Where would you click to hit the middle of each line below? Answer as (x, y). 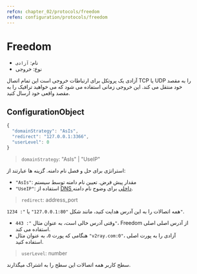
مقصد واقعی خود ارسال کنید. (38, 93)
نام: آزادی (27, 63)
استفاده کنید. (29, 241)
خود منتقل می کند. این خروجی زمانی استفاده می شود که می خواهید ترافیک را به (95, 87)
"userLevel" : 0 (31, 142)
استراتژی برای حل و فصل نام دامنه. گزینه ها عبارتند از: (66, 170)
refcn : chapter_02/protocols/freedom (53, 12)
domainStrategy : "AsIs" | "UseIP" (61, 159)
